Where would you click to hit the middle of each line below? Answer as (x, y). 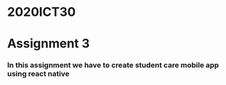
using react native (38, 74)
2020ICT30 (42, 12)
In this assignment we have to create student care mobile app (113, 65)
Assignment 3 (49, 44)
